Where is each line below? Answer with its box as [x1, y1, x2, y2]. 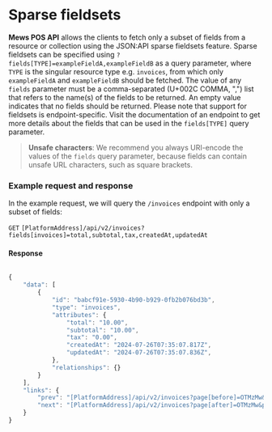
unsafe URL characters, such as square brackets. [28, 159, 193, 169]
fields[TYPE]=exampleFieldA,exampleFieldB [8, 59, 154, 68]
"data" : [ [23, 281, 57, 289]
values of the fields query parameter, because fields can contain [28, 151, 247, 161]
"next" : [37, 401, 63, 409]
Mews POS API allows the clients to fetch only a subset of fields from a [8, 32, 246, 42]
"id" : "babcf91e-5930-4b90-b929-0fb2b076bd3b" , [51, 296, 216, 304]
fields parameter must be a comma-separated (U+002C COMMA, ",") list [8, 83, 254, 94]
